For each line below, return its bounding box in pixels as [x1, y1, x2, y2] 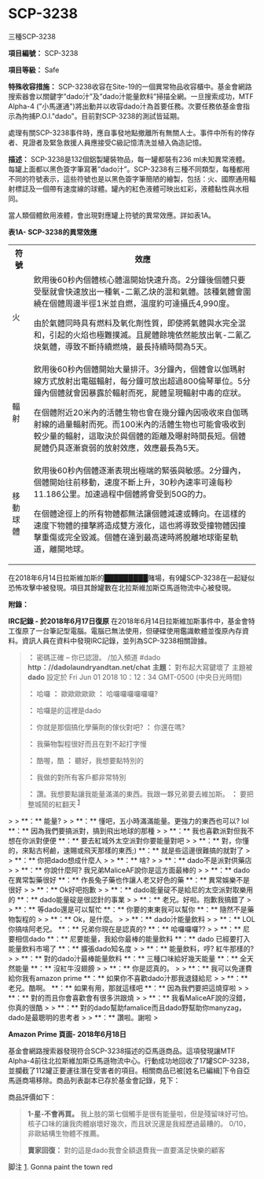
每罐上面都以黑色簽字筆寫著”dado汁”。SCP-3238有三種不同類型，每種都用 [8, 164, 251, 174]
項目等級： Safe [8, 64, 60, 75]
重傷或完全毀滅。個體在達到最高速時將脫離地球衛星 [41, 531, 230, 542]
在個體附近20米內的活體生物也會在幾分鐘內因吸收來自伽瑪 [33, 406, 249, 417]
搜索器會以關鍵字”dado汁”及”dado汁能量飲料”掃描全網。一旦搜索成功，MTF [8, 91, 254, 101]
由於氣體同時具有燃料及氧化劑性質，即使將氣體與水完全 [33, 318, 238, 329]
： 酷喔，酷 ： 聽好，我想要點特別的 [27, 755, 144, 765]
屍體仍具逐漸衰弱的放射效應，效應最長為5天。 [33, 442, 204, 453]
